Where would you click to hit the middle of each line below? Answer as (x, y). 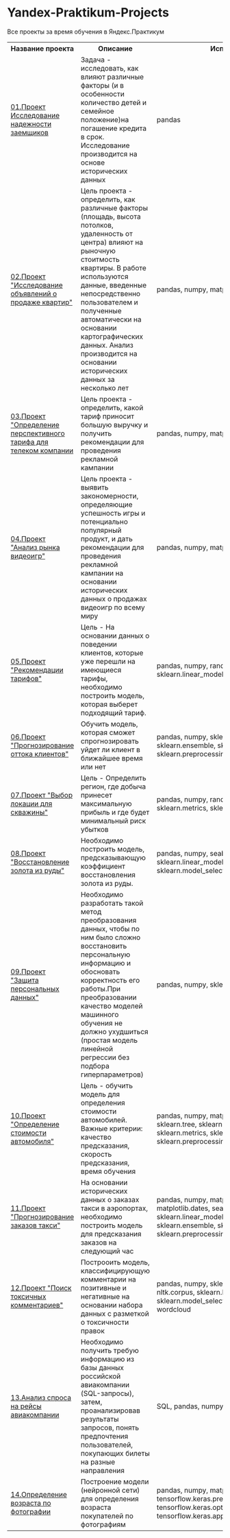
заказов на (99, 1242)
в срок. (92, 136)
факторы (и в (102, 85)
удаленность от (107, 233)
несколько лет (105, 387)
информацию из (107, 1359)
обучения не (102, 1023)
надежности (31, 123)
